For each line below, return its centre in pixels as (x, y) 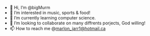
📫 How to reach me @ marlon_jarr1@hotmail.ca (58, 28)
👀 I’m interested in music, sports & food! (50, 13)
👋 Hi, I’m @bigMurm (30, 8)
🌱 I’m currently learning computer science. (53, 18)
